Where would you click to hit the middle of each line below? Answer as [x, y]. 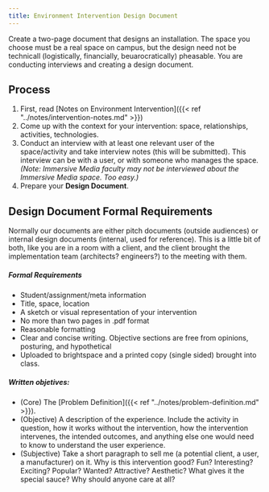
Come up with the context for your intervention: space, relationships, [134, 126]
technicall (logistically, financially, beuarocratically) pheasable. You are [126, 56]
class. [30, 364]
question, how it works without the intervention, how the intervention [134, 428]
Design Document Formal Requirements [111, 211]
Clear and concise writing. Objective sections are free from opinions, [134, 338]
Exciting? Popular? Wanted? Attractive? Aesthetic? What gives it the [132, 471]
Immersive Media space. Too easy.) [79, 177]
